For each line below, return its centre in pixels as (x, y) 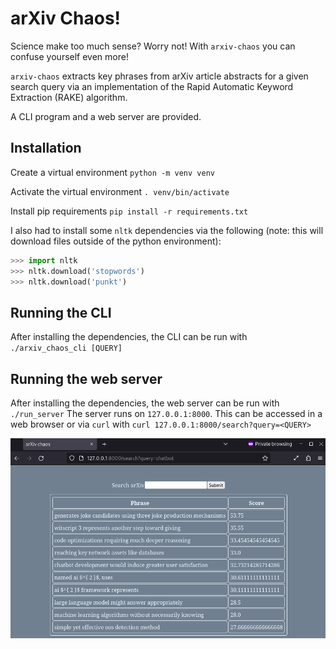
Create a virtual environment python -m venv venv (112, 172)
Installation (46, 148)
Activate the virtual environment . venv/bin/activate (120, 191)
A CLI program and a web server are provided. (106, 116)
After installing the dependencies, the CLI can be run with (129, 337)
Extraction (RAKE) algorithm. (69, 97)
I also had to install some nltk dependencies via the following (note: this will (167, 230)
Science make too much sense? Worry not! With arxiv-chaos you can (153, 46)
